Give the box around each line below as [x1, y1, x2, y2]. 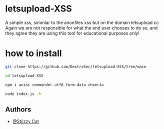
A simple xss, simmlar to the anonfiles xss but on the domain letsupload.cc [5, 19, 159, 25]
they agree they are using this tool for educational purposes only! [5, 30, 140, 36]
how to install [5, 48, 62, 59]
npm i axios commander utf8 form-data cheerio [5, 82, 104, 87]
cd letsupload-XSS [5, 73, 43, 78]
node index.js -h [5, 91, 41, 96]
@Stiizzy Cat [12, 118, 39, 124]
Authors [5, 105, 31, 113]
